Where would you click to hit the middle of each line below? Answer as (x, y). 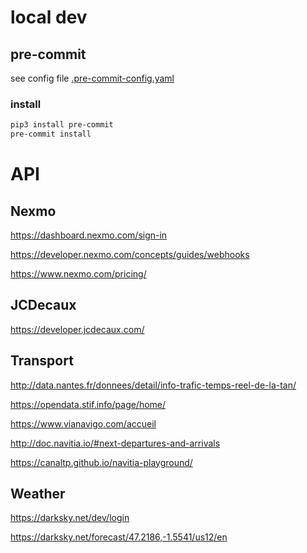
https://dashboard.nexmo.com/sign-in (89, 235)
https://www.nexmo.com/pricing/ (78, 274)
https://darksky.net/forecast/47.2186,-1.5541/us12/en (119, 537)
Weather (38, 494)
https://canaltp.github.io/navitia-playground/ (101, 462)
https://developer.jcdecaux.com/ (77, 329)
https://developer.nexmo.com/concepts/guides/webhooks (130, 255)
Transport (42, 361)
